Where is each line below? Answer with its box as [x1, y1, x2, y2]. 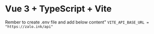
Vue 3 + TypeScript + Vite [5, 3, 112, 14]
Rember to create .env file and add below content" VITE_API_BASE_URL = [5, 19, 149, 25]
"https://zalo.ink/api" [5, 24, 54, 29]
